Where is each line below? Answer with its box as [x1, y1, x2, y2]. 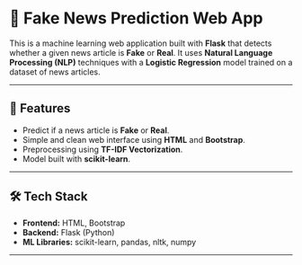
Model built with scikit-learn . [22, 153, 131, 164]
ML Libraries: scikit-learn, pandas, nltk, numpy [22, 236, 197, 247]
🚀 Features [9, 101, 71, 116]
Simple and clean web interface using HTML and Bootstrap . [22, 134, 245, 145]
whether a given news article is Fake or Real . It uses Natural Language [9, 47, 273, 57]
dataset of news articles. [9, 66, 101, 77]
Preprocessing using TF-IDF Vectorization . [22, 144, 183, 155]
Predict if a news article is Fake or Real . [22, 125, 170, 136]
